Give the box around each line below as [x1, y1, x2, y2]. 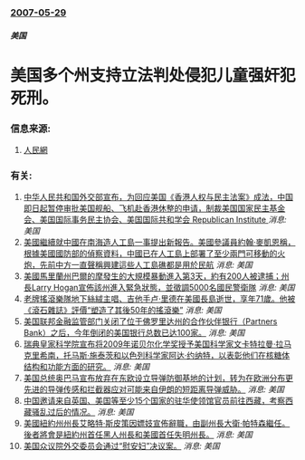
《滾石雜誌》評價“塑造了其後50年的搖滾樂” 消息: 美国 [23, 305, 223, 316]
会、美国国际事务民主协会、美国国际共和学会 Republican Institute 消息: [23, 215, 287, 225]
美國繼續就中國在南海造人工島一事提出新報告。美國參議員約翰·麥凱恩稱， [23, 237, 296, 248]
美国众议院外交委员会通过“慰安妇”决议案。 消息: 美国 [23, 441, 221, 452]
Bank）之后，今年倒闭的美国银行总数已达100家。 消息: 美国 [23, 328, 245, 339]
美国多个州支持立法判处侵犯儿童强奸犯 [10, 65, 297, 85]
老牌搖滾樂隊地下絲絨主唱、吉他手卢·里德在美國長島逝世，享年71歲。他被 [23, 293, 296, 304]
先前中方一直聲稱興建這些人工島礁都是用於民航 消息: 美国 [39, 260, 253, 271]
